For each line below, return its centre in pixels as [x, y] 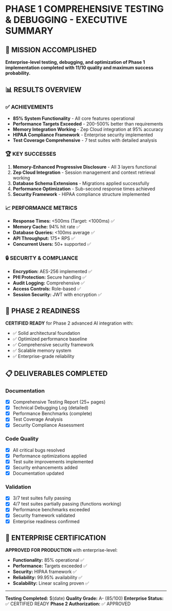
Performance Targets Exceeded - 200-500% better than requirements [88, 123]
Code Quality [22, 439]
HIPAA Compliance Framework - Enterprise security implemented [83, 135]
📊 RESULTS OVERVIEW [44, 90]
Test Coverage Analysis [38, 419]
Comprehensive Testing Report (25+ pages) [59, 402]
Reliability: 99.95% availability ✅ [48, 578]
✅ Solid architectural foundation [46, 333]
